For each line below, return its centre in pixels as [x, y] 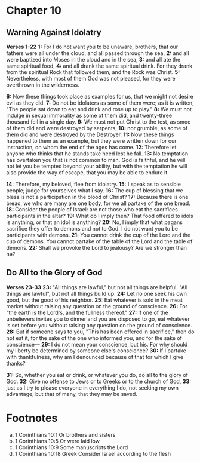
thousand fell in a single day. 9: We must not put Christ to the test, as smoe [99, 122]
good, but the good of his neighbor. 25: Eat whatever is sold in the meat [95, 300]
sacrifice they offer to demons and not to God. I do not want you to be [92, 229]
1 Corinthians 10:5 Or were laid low [57, 441]
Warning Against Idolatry [54, 33]
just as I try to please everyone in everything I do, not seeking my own [93, 387]
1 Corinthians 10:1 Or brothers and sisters [65, 434]
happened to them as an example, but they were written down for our [92, 141]
